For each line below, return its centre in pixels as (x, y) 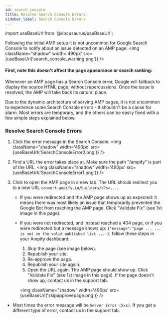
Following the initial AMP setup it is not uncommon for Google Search (76, 43)
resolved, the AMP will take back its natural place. (56, 92)
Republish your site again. (54, 264)
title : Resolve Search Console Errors (45, 14)
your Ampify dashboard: (45, 238)
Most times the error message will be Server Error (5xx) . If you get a (84, 305)
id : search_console (25, 10)
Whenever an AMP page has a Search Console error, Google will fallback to (83, 81)
